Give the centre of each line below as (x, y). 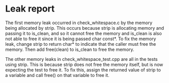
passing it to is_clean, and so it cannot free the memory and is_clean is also (84, 33)
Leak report (30, 9)
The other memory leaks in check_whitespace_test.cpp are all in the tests (81, 59)
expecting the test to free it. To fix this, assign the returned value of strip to (83, 70)
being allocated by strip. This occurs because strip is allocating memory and (85, 28)
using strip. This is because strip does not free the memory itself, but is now (84, 64)
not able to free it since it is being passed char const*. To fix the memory (81, 39)
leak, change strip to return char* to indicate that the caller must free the (81, 44)
